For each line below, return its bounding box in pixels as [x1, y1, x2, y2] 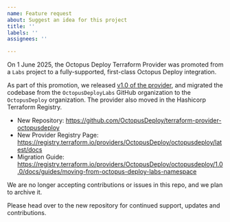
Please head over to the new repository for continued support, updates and [7, 201, 220, 210]
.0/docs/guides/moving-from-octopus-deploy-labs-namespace [16, 168, 197, 176]
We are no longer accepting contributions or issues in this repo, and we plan [7, 181, 223, 189]
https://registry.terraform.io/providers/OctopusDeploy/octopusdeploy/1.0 [16, 160, 223, 168]
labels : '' [7, 29, 38, 36]
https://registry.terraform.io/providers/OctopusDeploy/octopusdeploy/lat [16, 138, 222, 146]
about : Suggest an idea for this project [7, 16, 128, 23]
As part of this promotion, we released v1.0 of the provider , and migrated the [7, 81, 223, 89]
